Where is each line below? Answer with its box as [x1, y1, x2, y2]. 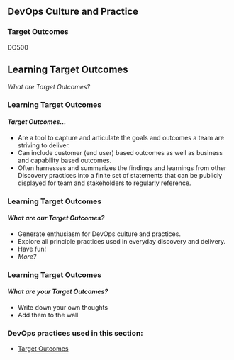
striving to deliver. [17, 141, 71, 150]
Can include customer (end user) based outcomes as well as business [17, 148, 223, 157]
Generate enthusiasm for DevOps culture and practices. [17, 230, 181, 238]
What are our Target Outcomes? [7, 214, 105, 223]
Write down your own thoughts [17, 303, 108, 311]
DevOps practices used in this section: [7, 328, 143, 338]
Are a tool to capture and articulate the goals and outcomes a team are [17, 133, 225, 142]
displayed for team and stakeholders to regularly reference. [17, 179, 191, 187]
